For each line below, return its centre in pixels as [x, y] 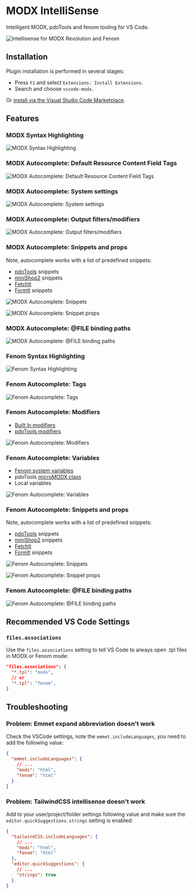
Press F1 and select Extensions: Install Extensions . [79, 82]
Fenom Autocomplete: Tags [46, 384]
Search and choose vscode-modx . [54, 89]
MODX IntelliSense [53, 11]
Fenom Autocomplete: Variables [53, 458]
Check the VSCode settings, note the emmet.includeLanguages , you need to [96, 737]
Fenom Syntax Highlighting [46, 356]
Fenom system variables [44, 470]
